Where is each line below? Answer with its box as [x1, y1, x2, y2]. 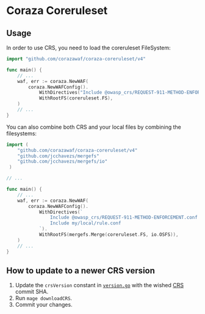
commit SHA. [15, 288, 49, 296]
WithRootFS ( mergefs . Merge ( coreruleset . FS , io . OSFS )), [38, 232, 179, 238]
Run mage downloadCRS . [15, 294, 72, 302]
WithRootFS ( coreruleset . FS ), [38, 95, 113, 101]
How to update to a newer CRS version [6, 265, 156, 276]
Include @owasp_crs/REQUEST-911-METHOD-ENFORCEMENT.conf [49, 215, 198, 221]
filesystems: [6, 129, 37, 137]
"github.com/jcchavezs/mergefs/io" [17, 159, 108, 165]
